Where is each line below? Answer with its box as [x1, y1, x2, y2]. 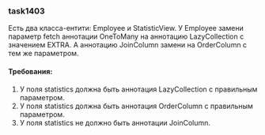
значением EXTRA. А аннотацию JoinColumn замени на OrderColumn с [8, 40, 248, 50]
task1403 [8, 6, 45, 17]
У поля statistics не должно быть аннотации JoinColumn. [19, 118, 211, 127]
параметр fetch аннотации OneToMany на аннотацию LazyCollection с [8, 32, 244, 41]
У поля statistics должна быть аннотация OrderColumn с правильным [19, 101, 253, 111]
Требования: [8, 66, 53, 76]
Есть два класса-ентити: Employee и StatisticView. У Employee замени [8, 24, 244, 33]
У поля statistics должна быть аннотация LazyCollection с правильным [19, 84, 258, 94]
